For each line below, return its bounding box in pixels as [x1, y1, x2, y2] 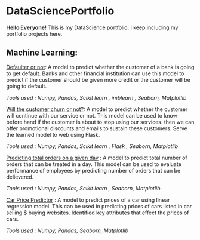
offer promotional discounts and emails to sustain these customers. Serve [6, 124, 188, 132]
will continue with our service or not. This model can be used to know [6, 112, 177, 119]
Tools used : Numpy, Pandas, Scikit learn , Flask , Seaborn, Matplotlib [6, 142, 178, 150]
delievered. [6, 173, 34, 180]
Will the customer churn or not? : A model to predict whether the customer [6, 106, 188, 113]
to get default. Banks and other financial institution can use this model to [6, 70, 184, 77]
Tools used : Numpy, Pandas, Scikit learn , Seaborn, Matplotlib [6, 184, 161, 192]
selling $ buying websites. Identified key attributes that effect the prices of [6, 209, 189, 216]
